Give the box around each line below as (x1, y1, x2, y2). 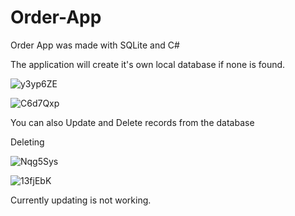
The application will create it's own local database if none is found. (10, 58, 286, 70)
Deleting (10, 136, 45, 148)
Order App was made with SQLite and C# (10, 39, 180, 51)
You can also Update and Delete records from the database (10, 116, 255, 128)
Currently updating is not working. (10, 194, 152, 206)
